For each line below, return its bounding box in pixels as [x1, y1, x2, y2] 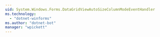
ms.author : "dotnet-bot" [5, 20, 56, 25]
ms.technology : [5, 12, 36, 16]
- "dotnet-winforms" [9, 16, 52, 21]
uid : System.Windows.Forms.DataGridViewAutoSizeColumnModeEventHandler [5, 7, 155, 12]
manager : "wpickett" [5, 25, 48, 30]
